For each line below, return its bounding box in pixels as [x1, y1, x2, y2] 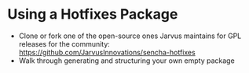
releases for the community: [18, 39, 111, 48]
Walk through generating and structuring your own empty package [18, 56, 235, 65]
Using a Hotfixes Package [7, 5, 178, 23]
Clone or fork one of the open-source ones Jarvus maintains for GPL [18, 31, 242, 40]
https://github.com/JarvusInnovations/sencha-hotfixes [18, 47, 196, 57]
